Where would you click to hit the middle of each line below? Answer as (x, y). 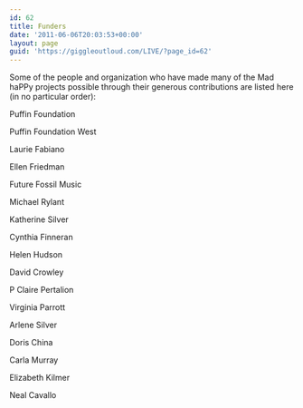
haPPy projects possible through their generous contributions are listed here (151, 87)
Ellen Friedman (37, 167)
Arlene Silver (33, 325)
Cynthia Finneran (42, 238)
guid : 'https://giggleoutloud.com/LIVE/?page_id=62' (111, 52)
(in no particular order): (53, 97)
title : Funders (38, 26)
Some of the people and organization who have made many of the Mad (142, 77)
